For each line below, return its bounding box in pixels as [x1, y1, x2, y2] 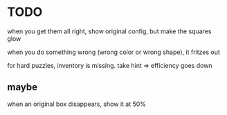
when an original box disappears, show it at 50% [7, 100, 147, 108]
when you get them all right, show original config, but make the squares [7, 27, 212, 35]
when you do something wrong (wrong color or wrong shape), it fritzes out [7, 48, 220, 56]
